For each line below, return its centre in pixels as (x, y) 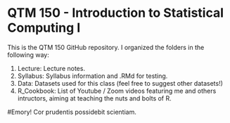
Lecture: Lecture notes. (51, 68)
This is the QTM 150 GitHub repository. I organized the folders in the (106, 47)
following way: (28, 55)
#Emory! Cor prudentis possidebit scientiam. (72, 112)
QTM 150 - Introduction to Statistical (115, 13)
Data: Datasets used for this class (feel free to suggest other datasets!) (120, 83)
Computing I (44, 28)
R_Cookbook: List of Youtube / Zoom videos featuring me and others (117, 91)
